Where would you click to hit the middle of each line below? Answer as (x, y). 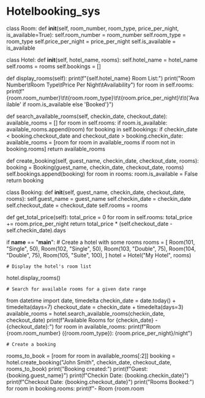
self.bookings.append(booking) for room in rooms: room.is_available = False (102, 174)
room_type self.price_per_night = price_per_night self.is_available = (91, 41)
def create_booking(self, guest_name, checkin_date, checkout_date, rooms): (102, 160)
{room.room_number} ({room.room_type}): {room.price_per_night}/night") (99, 333)
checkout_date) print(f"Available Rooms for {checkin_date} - (82, 320)
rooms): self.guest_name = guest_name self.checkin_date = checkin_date (99, 198)
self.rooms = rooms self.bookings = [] (54, 66)
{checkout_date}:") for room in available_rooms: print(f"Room (84, 326)
